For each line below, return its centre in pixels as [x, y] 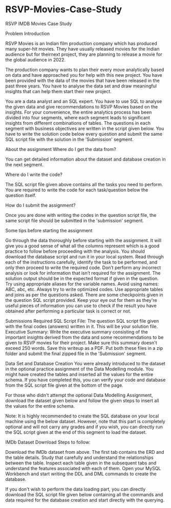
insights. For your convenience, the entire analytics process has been [79, 112]
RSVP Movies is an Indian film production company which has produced [81, 43]
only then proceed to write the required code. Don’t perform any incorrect [83, 268]
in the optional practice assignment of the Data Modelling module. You [79, 369]
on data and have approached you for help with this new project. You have [84, 75]
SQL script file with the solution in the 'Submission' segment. [70, 139]
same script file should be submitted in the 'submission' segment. [75, 220]
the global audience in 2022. [35, 59]
